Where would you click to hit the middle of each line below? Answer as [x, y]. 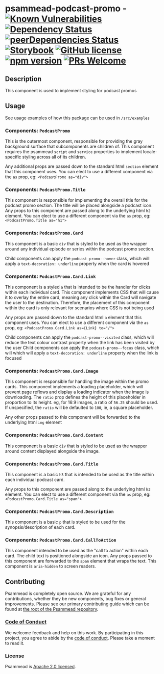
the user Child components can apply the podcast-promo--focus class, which [82, 348]
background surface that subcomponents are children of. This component [80, 147]
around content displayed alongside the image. [52, 451]
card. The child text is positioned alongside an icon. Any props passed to [79, 556]
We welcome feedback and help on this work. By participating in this [74, 633]
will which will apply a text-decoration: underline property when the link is [82, 353]
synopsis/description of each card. [40, 527]
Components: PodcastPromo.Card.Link [51, 276]
